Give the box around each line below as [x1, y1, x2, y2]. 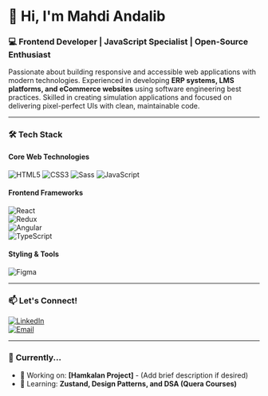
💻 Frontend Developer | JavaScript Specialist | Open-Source [8, 36, 249, 47]
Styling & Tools [8, 249, 60, 259]
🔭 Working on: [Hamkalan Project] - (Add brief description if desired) [19, 370, 249, 380]
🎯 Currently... [8, 352, 62, 363]
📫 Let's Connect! [8, 295, 78, 306]
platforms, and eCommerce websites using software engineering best [8, 84, 242, 94]
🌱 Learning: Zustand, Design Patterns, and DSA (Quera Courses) [19, 378, 238, 388]
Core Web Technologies [8, 152, 90, 161]
